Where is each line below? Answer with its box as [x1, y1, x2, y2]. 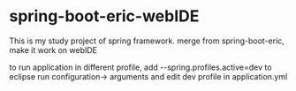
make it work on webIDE [9, 44, 98, 55]
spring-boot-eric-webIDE [9, 6, 200, 27]
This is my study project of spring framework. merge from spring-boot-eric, [9, 35, 285, 46]
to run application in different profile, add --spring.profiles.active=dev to [9, 62, 272, 72]
